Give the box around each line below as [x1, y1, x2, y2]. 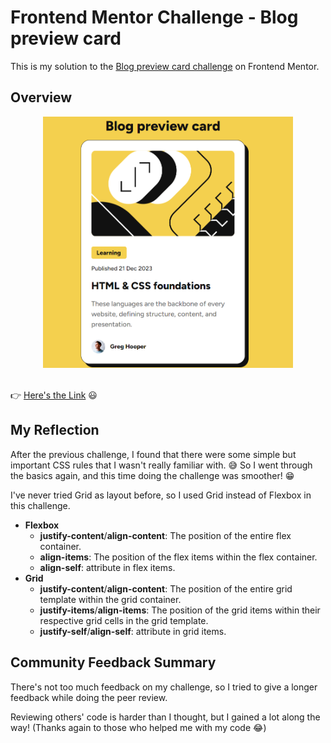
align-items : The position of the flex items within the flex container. [39, 551, 318, 563]
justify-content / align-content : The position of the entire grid [39, 582, 293, 595]
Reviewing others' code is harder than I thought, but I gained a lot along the [10, 711, 321, 723]
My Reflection [10, 422, 100, 439]
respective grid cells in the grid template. [39, 614, 209, 626]
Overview [10, 89, 73, 106]
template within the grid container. [39, 593, 182, 605]
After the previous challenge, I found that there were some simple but [10, 448, 297, 460]
